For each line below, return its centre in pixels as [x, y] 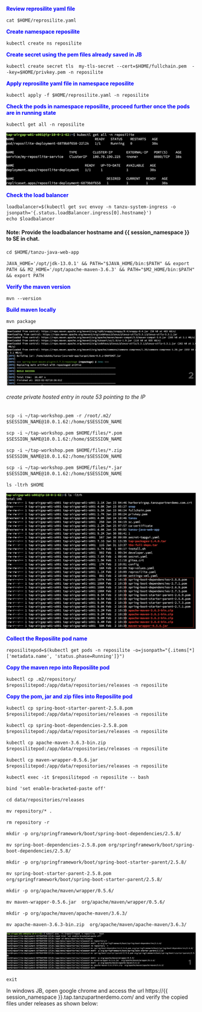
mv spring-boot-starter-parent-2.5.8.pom [59, 873]
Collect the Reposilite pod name [47, 638]
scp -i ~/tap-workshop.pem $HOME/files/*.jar [64, 468]
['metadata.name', [29, 656]
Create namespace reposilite [43, 32]
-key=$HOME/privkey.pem [36, 72]
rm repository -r [28, 822]
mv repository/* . [29, 811]
